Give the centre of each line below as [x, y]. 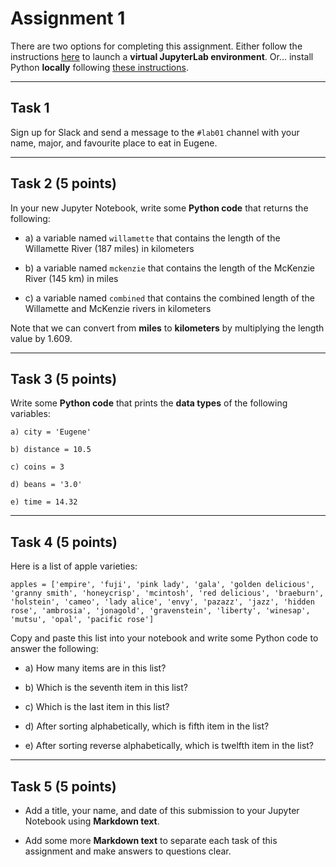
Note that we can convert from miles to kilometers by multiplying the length [167, 328]
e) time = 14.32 [44, 502]
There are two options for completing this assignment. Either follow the [156, 46]
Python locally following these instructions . [99, 67]
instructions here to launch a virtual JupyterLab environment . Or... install [162, 56]
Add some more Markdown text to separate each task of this [151, 840]
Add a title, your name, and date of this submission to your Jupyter [162, 810]
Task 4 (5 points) [64, 542]
